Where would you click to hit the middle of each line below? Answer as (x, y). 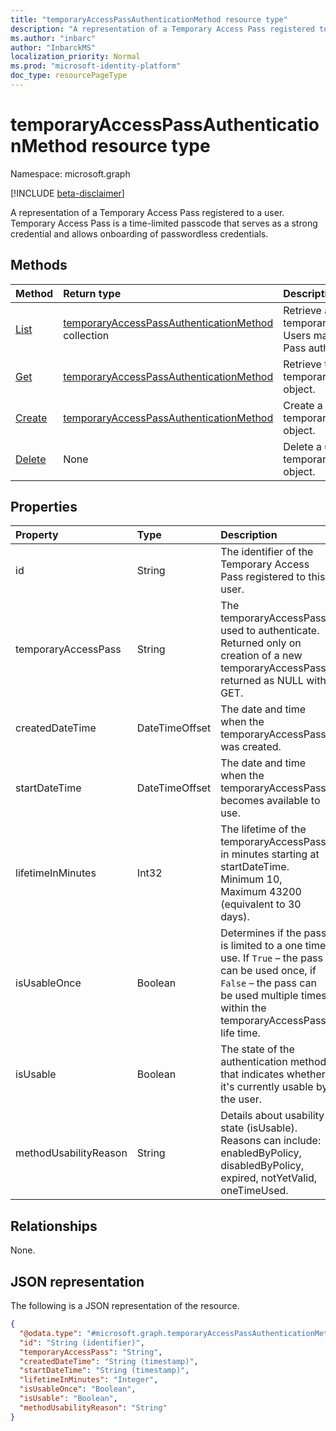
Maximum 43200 (261, 892)
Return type (92, 293)
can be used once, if (268, 971)
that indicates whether (273, 1074)
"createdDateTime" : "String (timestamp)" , (109, 1361)
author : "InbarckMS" (53, 47)
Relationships (54, 1226)
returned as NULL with (273, 681)
